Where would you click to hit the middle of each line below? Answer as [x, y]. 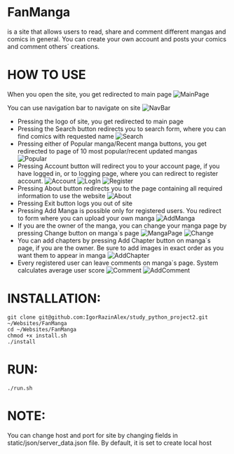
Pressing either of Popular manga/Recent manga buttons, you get [112, 144]
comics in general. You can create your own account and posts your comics [117, 39]
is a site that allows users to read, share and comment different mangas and [117, 32]
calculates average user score [61, 270]
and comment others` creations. [54, 46]
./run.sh [20, 388]
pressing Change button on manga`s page [78, 233]
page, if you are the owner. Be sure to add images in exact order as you [121, 248]
